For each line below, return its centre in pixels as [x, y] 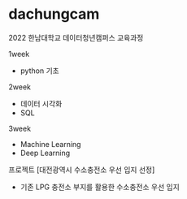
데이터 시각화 [41, 103]
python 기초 [39, 71]
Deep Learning [45, 153]
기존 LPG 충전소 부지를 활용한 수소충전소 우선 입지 [100, 187]
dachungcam [54, 14]
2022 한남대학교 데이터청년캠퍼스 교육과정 [76, 37]
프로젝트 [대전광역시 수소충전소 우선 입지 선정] [82, 169]
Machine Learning [50, 144]
